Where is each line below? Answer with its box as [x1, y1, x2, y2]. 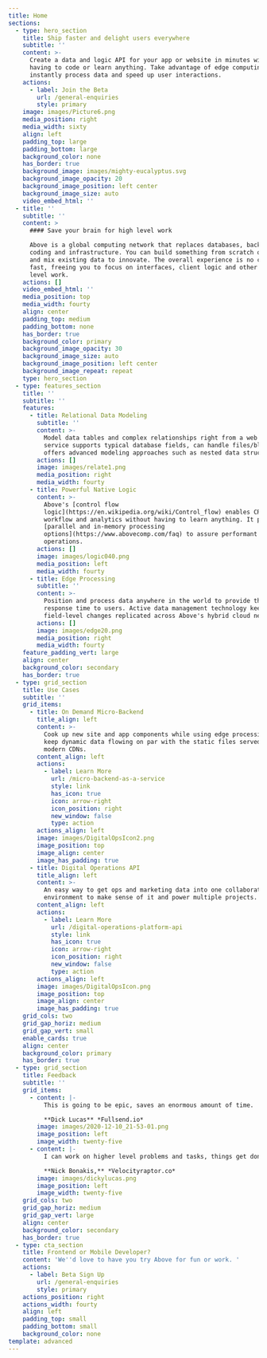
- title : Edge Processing [29, 575, 115, 583]
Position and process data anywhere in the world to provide [43, 597, 250, 605]
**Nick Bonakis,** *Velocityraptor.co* [43, 1167, 176, 1175]
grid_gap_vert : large [22, 1211, 94, 1219]
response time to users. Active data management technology [43, 604, 247, 612]
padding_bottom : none [22, 322, 94, 331]
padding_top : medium [22, 315, 91, 323]
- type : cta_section [15, 1241, 83, 1249]
